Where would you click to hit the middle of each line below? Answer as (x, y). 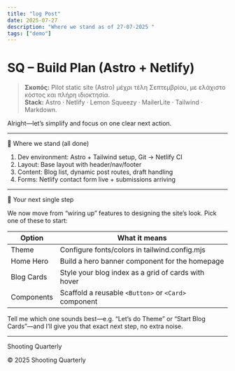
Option (32, 238)
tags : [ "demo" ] (29, 33)
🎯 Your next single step (41, 200)
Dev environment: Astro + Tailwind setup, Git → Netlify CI (100, 157)
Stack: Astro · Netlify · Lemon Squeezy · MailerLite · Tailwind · (113, 102)
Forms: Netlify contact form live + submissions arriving (97, 180)
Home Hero (30, 262)
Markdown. (41, 110)
